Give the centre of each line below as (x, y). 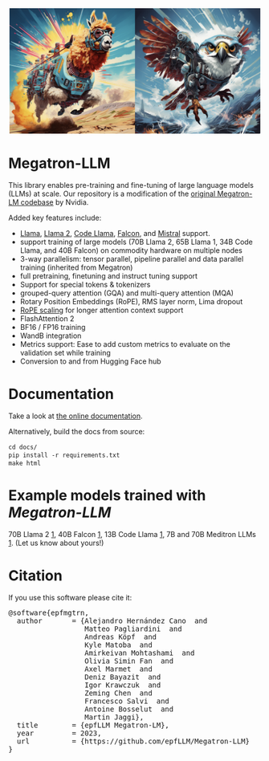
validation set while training (65, 353)
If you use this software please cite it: (70, 598)
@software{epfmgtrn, (49, 613)
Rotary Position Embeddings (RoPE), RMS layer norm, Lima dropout (131, 302)
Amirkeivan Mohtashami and (139, 653)
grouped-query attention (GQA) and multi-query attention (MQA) (127, 293)
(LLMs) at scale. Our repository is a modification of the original (112, 194)
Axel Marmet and (118, 669)
